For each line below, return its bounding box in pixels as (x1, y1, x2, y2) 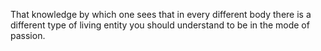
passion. (10, 30, 46, 41)
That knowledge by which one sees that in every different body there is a (10, 9, 312, 20)
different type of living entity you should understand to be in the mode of (10, 19, 310, 31)
